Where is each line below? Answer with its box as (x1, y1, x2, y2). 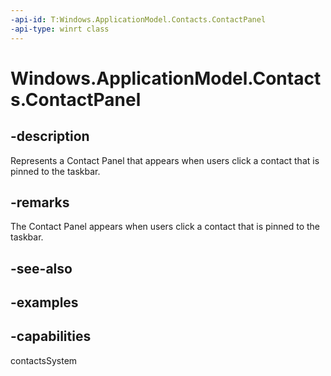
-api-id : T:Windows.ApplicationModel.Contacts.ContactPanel (10, 14, 267, 25)
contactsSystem (10, 354, 78, 366)
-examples (10, 294, 79, 311)
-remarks (10, 194, 70, 211)
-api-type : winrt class (10, 24, 110, 34)
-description (10, 128, 90, 145)
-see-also (10, 260, 73, 277)
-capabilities (10, 328, 92, 345)
